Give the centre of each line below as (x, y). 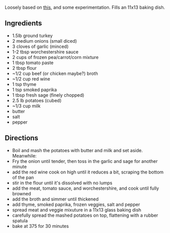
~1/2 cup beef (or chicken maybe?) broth (55, 73)
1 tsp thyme (24, 84)
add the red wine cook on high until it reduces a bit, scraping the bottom (88, 172)
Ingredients (23, 23)
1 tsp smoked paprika (34, 90)
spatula (20, 220)
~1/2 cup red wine (31, 79)
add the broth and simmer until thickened (55, 199)
